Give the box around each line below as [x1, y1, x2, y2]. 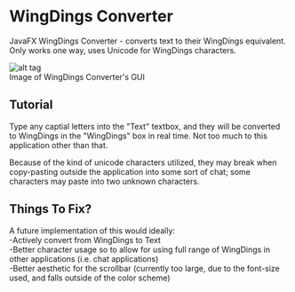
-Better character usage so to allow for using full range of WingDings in [9, 244, 271, 255]
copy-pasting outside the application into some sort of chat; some [9, 166, 251, 177]
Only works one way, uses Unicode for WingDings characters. [9, 44, 237, 55]
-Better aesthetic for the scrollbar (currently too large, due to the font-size [9, 263, 280, 273]
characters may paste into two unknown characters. [9, 176, 200, 186]
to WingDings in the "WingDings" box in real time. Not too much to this [9, 130, 268, 141]
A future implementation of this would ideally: [9, 225, 176, 236]
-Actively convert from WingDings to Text [9, 234, 162, 245]
